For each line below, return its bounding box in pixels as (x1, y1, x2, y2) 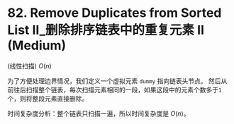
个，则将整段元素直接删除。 (7, 94, 89, 103)
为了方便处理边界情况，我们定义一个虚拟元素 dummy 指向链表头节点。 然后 (7, 76, 221, 85)
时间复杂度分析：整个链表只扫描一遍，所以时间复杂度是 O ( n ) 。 (7, 109, 190, 118)
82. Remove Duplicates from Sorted (7, 5, 222, 21)
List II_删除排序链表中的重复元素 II (7, 23, 204, 38)
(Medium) (7, 37, 67, 54)
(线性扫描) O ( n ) (7, 61, 52, 70)
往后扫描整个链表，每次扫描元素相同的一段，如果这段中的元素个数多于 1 (13, 85, 222, 94)
